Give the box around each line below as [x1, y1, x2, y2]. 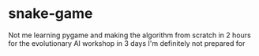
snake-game [8, 5, 93, 23]
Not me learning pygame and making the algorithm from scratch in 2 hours [8, 30, 251, 40]
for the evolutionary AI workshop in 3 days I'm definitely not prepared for [8, 38, 246, 47]
